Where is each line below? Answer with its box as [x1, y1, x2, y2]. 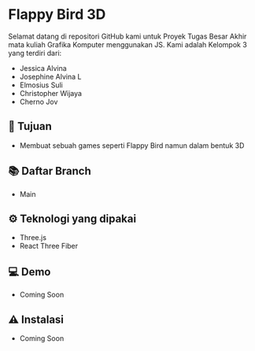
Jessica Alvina [19, 63, 67, 72]
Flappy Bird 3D [8, 6, 106, 24]
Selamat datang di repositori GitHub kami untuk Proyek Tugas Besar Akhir [8, 31, 247, 41]
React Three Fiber [19, 242, 79, 251]
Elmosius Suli [19, 80, 63, 90]
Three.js [19, 233, 47, 242]
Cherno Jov [19, 97, 58, 106]
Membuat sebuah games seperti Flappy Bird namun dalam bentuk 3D [19, 140, 245, 150]
